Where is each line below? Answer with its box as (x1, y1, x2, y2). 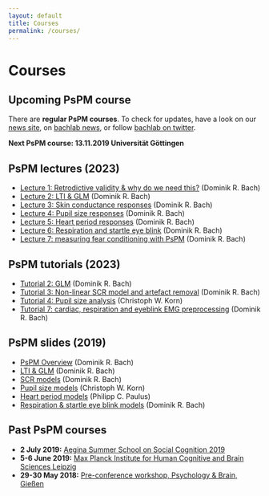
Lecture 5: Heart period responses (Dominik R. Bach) (19, 218, 195, 227)
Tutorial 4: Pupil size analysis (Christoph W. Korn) (19, 296, 183, 305)
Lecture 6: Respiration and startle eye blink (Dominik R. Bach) (19, 226, 223, 235)
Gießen (19, 478, 44, 488)
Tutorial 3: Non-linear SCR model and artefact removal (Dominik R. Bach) (19, 287, 260, 297)
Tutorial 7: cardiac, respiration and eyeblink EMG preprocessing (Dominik (19, 304, 261, 314)
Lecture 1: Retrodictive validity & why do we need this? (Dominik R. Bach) (19, 183, 261, 193)
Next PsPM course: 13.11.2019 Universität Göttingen (8, 138, 184, 148)
